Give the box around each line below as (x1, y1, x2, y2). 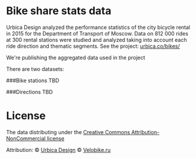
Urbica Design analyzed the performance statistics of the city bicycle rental (6, 24, 191, 31)
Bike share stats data (6, 4, 111, 18)
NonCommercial (6, 135, 46, 142)
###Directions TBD (6, 88, 53, 95)
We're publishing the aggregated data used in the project (6, 54, 146, 61)
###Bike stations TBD (6, 77, 59, 84)
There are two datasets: (6, 65, 65, 72)
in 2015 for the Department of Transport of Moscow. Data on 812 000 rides (6, 30, 188, 37)
